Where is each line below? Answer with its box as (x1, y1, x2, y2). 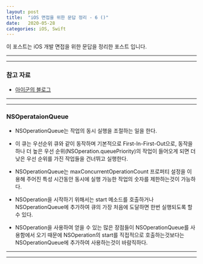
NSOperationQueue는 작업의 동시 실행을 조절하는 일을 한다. (14, 127, 157, 134)
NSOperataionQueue (6, 112, 69, 121)
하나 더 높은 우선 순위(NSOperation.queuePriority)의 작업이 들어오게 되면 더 (14, 147, 196, 155)
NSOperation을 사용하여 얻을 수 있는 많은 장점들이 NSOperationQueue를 (14, 224, 189, 231)
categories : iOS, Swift (6, 25, 66, 32)
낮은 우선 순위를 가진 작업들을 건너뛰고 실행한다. (14, 155, 128, 162)
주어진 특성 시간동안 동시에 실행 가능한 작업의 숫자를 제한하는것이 (26, 175, 180, 182)
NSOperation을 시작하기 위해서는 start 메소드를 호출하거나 (14, 196, 154, 203)
